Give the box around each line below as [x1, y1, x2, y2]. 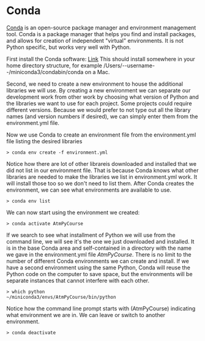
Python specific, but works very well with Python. [6, 43, 132, 51]
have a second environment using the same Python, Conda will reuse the [6, 264, 191, 271]
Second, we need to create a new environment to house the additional [6, 80, 184, 88]
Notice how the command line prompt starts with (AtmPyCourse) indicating [6, 304, 196, 312]
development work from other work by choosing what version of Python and [6, 93, 199, 100]
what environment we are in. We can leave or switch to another [6, 311, 165, 318]
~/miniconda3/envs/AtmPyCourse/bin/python [6, 294, 116, 300]
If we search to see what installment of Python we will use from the [6, 231, 176, 239]
